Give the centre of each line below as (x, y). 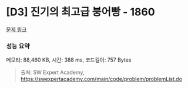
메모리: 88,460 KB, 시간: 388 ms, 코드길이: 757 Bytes (69, 60)
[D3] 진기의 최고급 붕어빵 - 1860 (80, 12)
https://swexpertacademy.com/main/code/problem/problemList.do (101, 79)
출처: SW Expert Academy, (52, 72)
